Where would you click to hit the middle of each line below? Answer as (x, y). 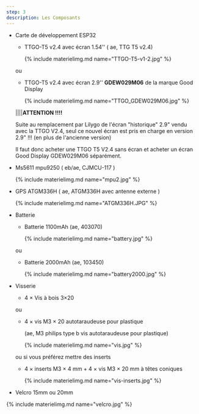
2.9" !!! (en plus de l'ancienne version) (63, 137)
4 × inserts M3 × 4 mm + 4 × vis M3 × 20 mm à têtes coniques (103, 369)
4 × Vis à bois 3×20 (49, 297)
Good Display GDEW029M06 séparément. (68, 156)
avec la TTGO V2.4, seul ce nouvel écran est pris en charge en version (104, 131)
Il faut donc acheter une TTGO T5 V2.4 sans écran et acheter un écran (104, 149)
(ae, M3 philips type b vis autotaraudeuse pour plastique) (96, 333)
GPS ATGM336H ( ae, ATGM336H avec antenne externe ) (88, 191)
